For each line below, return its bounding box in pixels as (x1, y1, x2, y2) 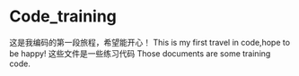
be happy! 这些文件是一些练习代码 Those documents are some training (9, 47, 271, 59)
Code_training (9, 6, 117, 27)
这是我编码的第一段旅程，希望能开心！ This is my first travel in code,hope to (9, 37, 290, 47)
